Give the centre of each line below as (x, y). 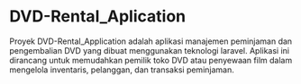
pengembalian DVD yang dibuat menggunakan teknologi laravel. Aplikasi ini (150, 50)
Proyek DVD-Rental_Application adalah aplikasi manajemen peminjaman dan (151, 41)
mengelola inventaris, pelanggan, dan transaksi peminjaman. (122, 70)
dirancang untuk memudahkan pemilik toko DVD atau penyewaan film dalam (151, 60)
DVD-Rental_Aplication (98, 17)
